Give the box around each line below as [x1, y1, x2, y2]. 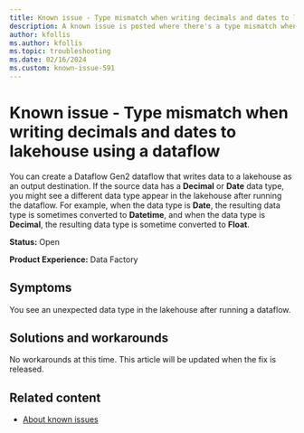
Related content [9, 390, 101, 405]
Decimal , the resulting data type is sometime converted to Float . [9, 219, 251, 230]
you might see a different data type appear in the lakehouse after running [9, 190, 282, 201]
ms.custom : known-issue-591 [9, 64, 116, 73]
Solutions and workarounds [9, 331, 169, 346]
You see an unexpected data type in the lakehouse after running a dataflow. [9, 304, 291, 315]
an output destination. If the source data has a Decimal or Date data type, [9, 180, 285, 191]
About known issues [22, 414, 99, 425]
